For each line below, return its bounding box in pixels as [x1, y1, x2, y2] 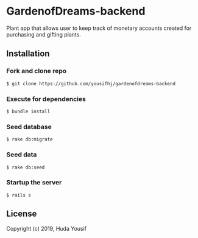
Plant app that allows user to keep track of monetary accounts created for [6, 24, 192, 32]
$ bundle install [6, 108, 51, 114]
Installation [6, 49, 50, 59]
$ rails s [6, 192, 32, 198]
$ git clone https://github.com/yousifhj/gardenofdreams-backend [6, 80, 175, 86]
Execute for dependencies [6, 94, 87, 103]
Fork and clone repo [6, 67, 67, 75]
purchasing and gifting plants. [6, 30, 81, 38]
